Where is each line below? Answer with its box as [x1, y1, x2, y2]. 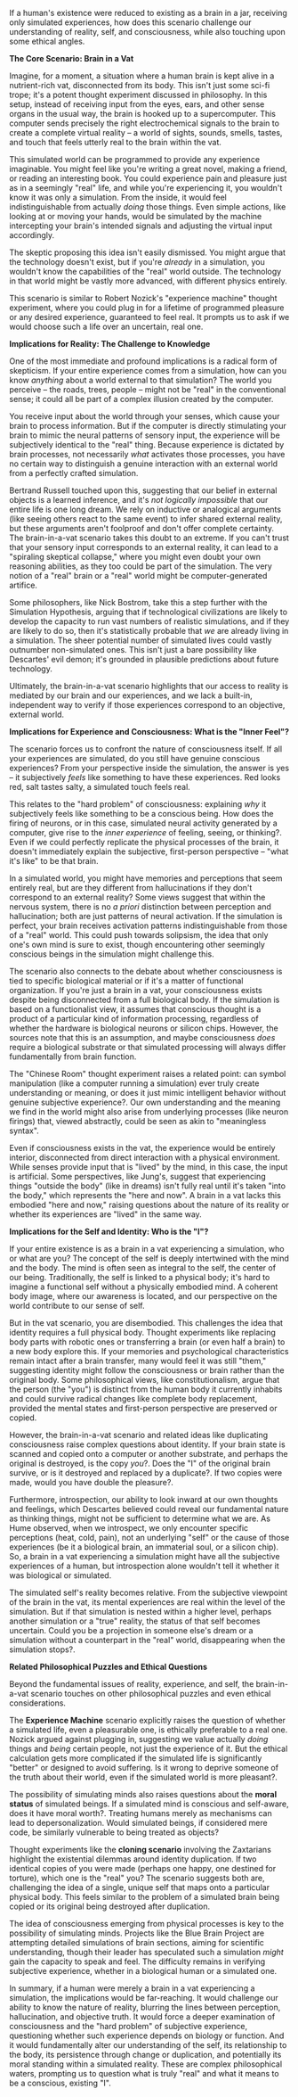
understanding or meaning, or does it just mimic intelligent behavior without [9, 1088, 286, 1098]
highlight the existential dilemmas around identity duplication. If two [9, 1854, 257, 1864]
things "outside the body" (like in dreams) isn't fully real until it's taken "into [9, 1180, 286, 1191]
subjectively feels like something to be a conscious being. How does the [9, 809, 274, 818]
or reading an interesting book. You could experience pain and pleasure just [9, 173, 287, 184]
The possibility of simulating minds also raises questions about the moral [9, 1789, 278, 1799]
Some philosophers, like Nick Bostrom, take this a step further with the [9, 597, 268, 607]
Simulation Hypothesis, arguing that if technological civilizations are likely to [9, 606, 287, 617]
